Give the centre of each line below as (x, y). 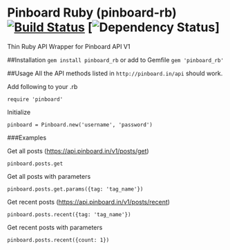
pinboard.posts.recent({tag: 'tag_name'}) (69, 214)
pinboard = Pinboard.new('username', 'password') (80, 125)
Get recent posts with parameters (55, 227)
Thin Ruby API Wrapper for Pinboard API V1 (69, 46)
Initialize (19, 112)
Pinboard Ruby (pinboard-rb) (92, 13)
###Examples (27, 137)
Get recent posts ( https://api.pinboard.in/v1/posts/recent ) (89, 202)
